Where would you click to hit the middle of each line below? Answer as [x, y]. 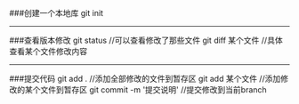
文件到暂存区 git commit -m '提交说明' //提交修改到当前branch [153, 90]
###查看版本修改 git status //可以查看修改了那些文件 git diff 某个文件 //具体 [146, 40]
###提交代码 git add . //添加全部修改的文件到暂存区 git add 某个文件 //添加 [145, 79]
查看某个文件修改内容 [48, 51]
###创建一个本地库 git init [57, 13]
